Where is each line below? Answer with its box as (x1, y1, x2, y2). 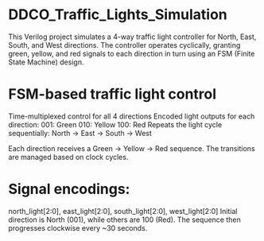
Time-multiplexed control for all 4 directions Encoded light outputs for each (8, 111, 255, 121)
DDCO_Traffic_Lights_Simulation (8, 6, 228, 24)
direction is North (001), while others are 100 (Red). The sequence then (8, 215, 241, 224)
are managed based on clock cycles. (8, 152, 129, 161)
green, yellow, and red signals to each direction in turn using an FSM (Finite (8, 49, 255, 58)
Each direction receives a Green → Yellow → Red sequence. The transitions (8, 143, 256, 153)
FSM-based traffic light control (8, 85, 217, 103)
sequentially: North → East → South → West (8, 128, 153, 138)
